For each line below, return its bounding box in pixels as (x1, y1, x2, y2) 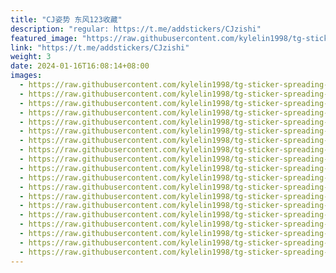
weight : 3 (10, 52, 52, 62)
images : (10, 71, 43, 81)
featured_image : (10, 33, 78, 43)
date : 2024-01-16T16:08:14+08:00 (10, 61, 150, 71)
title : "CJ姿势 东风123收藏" (10, 14, 123, 25)
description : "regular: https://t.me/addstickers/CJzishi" (10, 24, 262, 34)
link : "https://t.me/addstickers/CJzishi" (10, 42, 190, 53)
